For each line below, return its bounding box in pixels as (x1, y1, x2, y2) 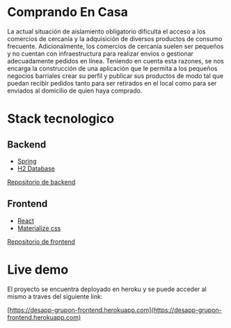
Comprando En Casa (7, 4, 129, 20)
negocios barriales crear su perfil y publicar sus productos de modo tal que (7, 71, 224, 80)
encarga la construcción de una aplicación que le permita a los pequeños (7, 64, 218, 72)
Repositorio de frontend (7, 237, 75, 246)
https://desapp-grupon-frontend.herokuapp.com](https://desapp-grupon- (9, 306, 223, 314)
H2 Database (17, 164, 56, 173)
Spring (17, 157, 37, 165)
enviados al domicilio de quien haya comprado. (7, 86, 143, 95)
